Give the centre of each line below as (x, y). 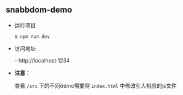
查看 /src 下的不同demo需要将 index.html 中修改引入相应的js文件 (95, 85)
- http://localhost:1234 (42, 60)
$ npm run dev (32, 36)
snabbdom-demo (39, 10)
